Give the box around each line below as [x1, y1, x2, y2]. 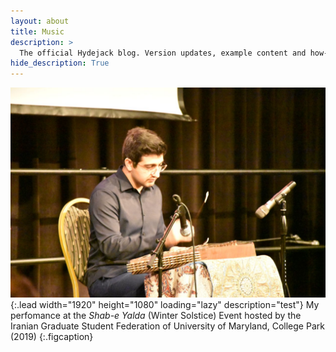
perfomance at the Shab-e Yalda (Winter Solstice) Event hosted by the [10, 309, 302, 321]
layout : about [10, 16, 70, 26]
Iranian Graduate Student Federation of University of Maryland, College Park [10, 320, 325, 332]
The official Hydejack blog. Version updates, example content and [19, 48, 307, 58]
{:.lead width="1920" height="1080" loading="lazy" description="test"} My [10, 298, 320, 310]
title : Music [10, 26, 65, 37]
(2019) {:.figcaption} [10, 330, 94, 342]
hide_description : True [10, 58, 110, 69]
